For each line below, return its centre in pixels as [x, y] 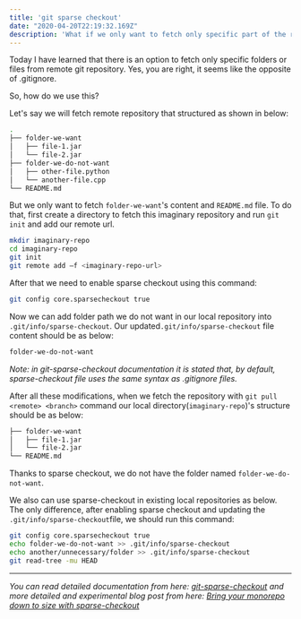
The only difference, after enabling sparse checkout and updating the [138, 510]
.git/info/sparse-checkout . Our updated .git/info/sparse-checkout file [142, 326]
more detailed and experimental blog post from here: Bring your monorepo [147, 596]
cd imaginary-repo [43, 249]
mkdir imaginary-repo [50, 241]
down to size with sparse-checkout [74, 605]
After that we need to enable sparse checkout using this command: [133, 282]
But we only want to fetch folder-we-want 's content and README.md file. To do [150, 205]
